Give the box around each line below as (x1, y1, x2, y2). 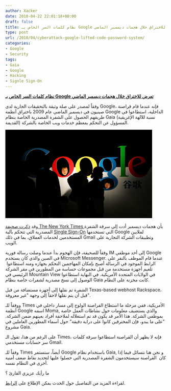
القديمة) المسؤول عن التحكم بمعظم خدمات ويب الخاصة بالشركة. (5, 119, 129, 126)
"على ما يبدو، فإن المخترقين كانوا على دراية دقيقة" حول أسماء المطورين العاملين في (5, 318, 165, 324)
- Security (5, 51, 29, 56)
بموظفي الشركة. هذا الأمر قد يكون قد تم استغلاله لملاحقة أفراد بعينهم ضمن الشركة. (5, 313, 163, 319)
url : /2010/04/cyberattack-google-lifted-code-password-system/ (5, 35, 145, 40)
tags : (5, 57, 17, 62)
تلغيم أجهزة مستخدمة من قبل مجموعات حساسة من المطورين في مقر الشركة (5, 266, 153, 272)
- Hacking (5, 73, 27, 78)
